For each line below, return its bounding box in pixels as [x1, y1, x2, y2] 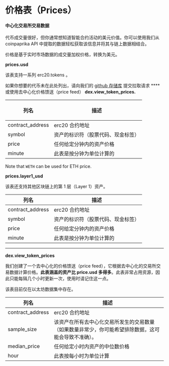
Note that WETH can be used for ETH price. [5, 163, 92, 169]
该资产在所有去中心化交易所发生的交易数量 [53, 319, 155, 326]
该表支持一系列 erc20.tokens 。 [5, 72, 70, 78]
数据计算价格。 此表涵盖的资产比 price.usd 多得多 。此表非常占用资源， [9, 269, 156, 276]
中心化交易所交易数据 [5, 22, 49, 28]
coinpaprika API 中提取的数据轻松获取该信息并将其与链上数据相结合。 [5, 41, 149, 47]
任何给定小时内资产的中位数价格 [53, 343, 130, 350]
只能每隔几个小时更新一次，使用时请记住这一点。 [9, 276, 111, 282]
